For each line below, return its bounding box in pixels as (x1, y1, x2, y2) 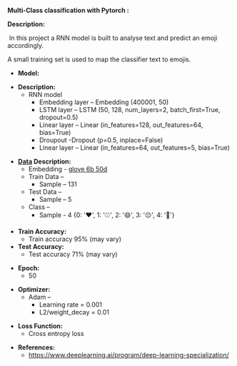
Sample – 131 (39, 180, 77, 188)
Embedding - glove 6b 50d (28, 165, 108, 173)
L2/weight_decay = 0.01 (39, 308, 109, 316)
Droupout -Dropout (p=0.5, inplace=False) (39, 136, 163, 144)
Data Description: (17, 157, 71, 166)
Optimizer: (17, 285, 51, 293)
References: (17, 343, 56, 352)
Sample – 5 (39, 195, 72, 203)
